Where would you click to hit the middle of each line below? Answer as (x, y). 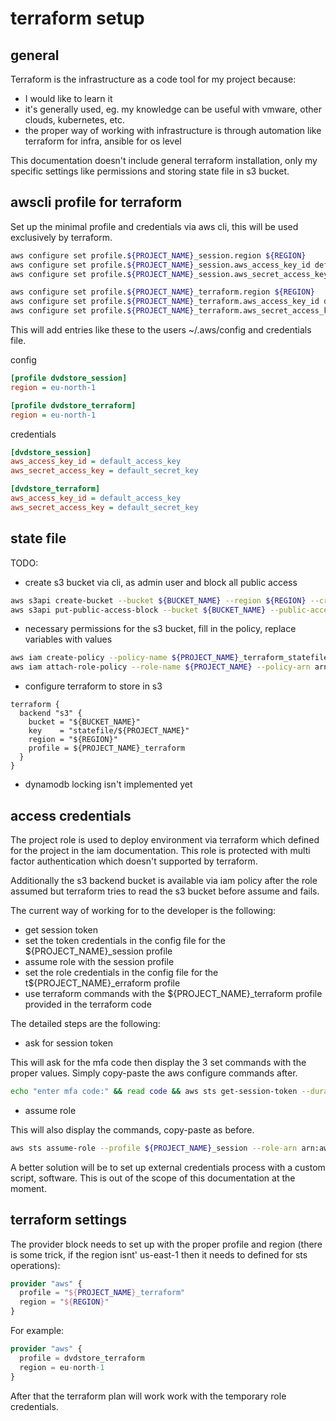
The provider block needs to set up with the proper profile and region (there (166, 1244)
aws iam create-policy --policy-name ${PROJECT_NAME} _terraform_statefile (169, 658)
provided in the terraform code (88, 1004)
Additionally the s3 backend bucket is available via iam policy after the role (164, 880)
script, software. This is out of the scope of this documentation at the (153, 1178)
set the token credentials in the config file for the (125, 940)
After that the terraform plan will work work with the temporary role (148, 1396)
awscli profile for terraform (96, 202)
